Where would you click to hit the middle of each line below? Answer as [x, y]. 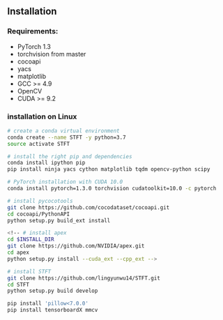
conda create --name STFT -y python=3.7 [67, 137]
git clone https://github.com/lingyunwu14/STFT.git [84, 278]
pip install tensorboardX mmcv [53, 310]
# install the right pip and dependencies [70, 156]
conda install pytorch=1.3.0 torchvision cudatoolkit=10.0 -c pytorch [112, 189]
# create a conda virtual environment [63, 131]
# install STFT [29, 271]
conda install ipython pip [46, 163]
